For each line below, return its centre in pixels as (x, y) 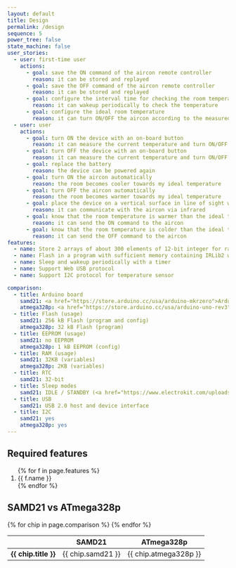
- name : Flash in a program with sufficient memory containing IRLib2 (119, 256)
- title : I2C (33, 412)
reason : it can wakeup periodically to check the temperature (125, 105)
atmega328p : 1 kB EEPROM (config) (70, 347)
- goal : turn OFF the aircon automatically (91, 191)
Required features (47, 454)
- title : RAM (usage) (45, 353)
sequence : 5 (25, 33)
